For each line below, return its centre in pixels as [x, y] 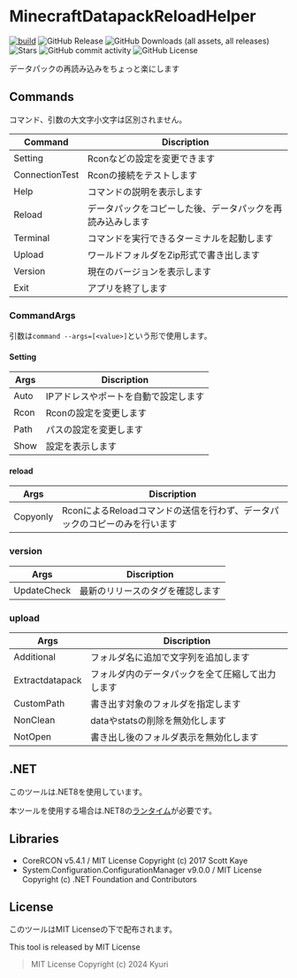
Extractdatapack [48, 680]
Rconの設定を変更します [96, 413]
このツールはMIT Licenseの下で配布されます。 [93, 929]
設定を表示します [81, 447]
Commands [42, 97]
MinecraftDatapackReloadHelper [133, 16]
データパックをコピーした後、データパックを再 [185, 208]
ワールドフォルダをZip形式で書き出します [174, 254]
